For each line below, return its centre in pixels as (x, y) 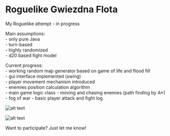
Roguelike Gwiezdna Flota (61, 9)
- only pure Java (23, 39)
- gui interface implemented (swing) (43, 76)
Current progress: (24, 65)
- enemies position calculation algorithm (48, 87)
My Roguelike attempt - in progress (42, 24)
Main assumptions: (25, 33)
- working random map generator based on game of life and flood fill (78, 71)
